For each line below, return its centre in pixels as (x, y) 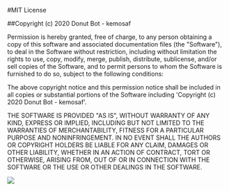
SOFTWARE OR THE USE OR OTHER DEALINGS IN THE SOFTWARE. (105, 167)
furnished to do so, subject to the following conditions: (85, 74)
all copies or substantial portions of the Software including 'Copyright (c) (111, 94)
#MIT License (27, 10)
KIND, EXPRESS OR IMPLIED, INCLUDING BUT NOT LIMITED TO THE (106, 123)
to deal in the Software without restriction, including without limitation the (112, 52)
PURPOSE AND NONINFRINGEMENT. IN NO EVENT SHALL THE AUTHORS (114, 138)
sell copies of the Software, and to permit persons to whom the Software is (115, 66)
